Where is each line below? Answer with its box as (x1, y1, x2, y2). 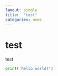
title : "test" (5, 12, 38, 17)
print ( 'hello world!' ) (5, 66, 53, 71)
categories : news (5, 17, 42, 22)
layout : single (5, 7, 38, 13)
